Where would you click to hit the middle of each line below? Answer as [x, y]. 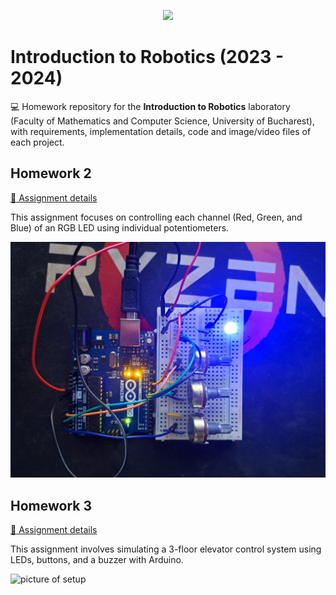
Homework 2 [51, 173]
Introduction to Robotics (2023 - [147, 57]
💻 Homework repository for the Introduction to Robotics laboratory [150, 106]
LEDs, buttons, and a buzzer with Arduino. [97, 560]
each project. [37, 142]
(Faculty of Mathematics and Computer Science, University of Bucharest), [162, 121]
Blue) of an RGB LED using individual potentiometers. [120, 227]
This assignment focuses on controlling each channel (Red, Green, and [156, 217]
